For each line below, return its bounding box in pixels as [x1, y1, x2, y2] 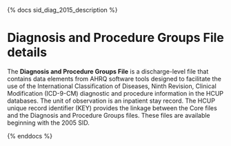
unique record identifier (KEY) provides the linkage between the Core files [7, 103, 217, 112]
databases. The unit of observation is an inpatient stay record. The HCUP [7, 96, 216, 105]
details [7, 45, 47, 61]
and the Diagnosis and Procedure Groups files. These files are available [7, 111, 210, 119]
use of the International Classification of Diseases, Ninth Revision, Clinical [7, 82, 217, 90]
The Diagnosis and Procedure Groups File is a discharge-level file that [7, 67, 209, 75]
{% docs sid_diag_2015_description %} [7, 6, 119, 14]
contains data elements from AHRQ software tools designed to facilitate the [7, 74, 222, 83]
